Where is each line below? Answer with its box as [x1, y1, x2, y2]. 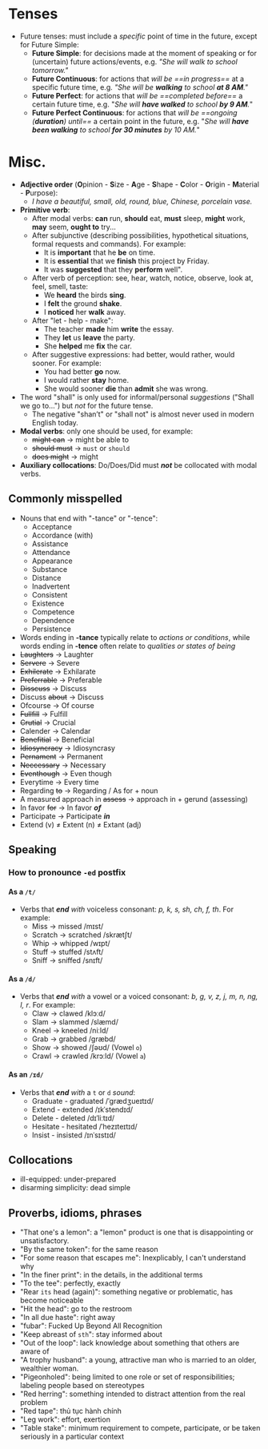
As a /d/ [8, 974, 36, 984]
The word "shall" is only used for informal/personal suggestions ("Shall [19, 392, 254, 401]
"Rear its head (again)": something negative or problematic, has [19, 1287, 234, 1297]
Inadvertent [31, 582, 70, 591]
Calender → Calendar [19, 726, 91, 735]
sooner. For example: [31, 358, 102, 368]
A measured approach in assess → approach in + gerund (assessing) [19, 794, 248, 803]
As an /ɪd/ [8, 1070, 44, 1079]
